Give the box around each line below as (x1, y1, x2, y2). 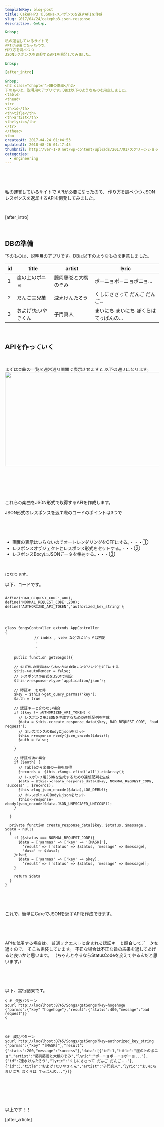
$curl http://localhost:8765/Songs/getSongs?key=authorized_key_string (5, 1038, 154, 1044)
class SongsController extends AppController (5, 625, 99, 630)
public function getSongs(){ (14, 655, 73, 660)
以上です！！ (5, 1106, 31, 1112)
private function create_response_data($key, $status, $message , (9, 823, 147, 828)
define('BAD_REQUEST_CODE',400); (5, 596, 73, 600)
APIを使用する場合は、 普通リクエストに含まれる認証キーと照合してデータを (5, 940, 159, 946)
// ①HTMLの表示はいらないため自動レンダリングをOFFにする (14, 664, 119, 669)
